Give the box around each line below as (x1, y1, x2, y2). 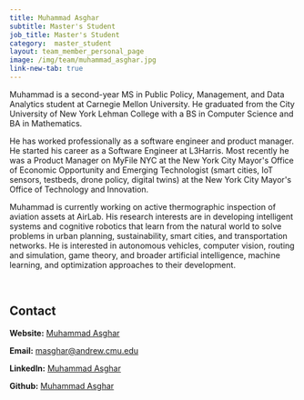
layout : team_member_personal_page (9, 47, 145, 56)
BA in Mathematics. (9, 117, 83, 128)
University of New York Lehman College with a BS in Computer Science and (9, 108, 294, 119)
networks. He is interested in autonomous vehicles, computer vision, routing (9, 240, 295, 251)
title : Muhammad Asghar (9, 13, 100, 23)
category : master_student (9, 38, 112, 48)
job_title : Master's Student (9, 30, 120, 39)
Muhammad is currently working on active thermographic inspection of (9, 201, 276, 212)
